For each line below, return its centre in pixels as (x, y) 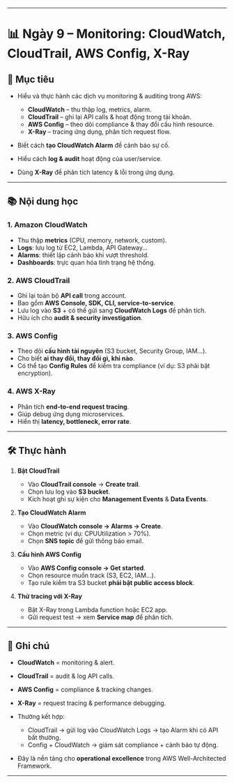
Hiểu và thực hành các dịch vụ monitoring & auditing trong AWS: (109, 96)
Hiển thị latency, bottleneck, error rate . (74, 421)
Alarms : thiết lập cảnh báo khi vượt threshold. (83, 254)
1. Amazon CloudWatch (47, 225)
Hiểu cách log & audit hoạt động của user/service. (89, 159)
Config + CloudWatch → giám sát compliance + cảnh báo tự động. (123, 745)
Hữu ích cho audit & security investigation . (80, 317)
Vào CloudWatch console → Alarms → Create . (95, 526)
